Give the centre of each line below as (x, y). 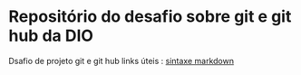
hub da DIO (51, 36)
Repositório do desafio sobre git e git (150, 17)
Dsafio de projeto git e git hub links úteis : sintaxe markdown (121, 61)
